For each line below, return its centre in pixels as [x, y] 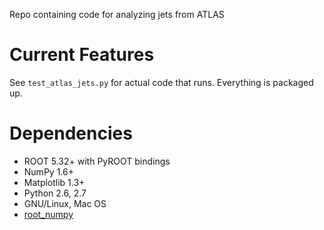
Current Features [82, 55]
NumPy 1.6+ [48, 171]
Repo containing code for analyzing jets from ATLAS [117, 14]
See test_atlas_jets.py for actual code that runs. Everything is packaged [161, 82]
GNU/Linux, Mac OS [65, 203]
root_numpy [48, 214]
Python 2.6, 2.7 [55, 193]
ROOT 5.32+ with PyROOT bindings [97, 161]
